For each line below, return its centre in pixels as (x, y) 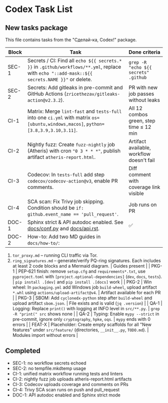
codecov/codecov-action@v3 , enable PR (72, 181)
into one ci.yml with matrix (59, 118)
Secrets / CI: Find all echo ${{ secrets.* (74, 60)
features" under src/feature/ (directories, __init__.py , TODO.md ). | (80, 330)
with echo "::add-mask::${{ (60, 73)
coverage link (144, 187)
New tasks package (36, 28)
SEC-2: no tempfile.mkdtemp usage (49, 368)
